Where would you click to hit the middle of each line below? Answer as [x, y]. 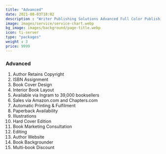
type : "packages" [23, 37]
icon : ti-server [22, 32]
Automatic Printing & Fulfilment [44, 105]
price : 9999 [18, 46]
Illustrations [24, 116]
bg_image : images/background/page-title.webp [53, 28]
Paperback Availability [35, 111]
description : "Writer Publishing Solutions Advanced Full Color [74, 19]
